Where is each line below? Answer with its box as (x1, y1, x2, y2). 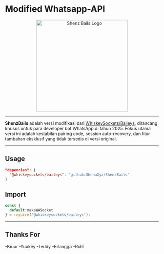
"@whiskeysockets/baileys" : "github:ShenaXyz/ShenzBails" (9, 172, 130, 177)
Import (5, 190, 26, 199)
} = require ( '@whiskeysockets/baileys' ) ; (5, 212, 91, 217)
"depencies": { (5, 167, 36, 172)
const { (5, 203, 21, 208)
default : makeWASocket (9, 208, 54, 213)
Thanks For (5, 231, 41, 239)
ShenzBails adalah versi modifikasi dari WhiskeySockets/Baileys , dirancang (5, 120, 158, 126)
